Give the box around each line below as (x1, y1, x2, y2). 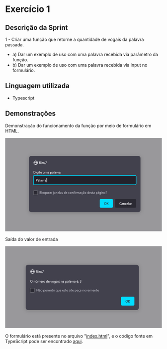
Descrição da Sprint (5, 23, 68, 32)
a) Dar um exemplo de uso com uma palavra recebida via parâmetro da (12, 51, 158, 57)
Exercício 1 (5, 3, 51, 15)
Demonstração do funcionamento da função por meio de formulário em (5, 122, 152, 128)
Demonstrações (5, 110, 56, 118)
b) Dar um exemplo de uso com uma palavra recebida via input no (12, 62, 148, 68)
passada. (5, 42, 24, 48)
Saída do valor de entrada (5, 236, 58, 242)
